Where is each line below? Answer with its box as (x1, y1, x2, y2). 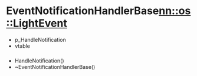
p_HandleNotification (14, 36, 67, 43)
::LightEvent (6, 16, 68, 30)
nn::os (159, 4, 191, 18)
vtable (14, 42, 31, 49)
